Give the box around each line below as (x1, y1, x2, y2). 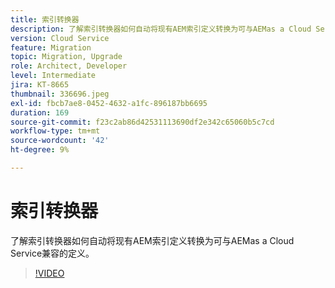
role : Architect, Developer (10, 61, 128, 71)
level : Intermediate (10, 71, 97, 81)
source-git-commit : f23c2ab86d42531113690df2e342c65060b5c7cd (10, 117, 275, 127)
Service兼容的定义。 (10, 247, 95, 259)
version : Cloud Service (10, 33, 110, 43)
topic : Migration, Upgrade (10, 52, 123, 62)
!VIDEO (34, 267, 65, 279)
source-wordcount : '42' (10, 136, 110, 146)
